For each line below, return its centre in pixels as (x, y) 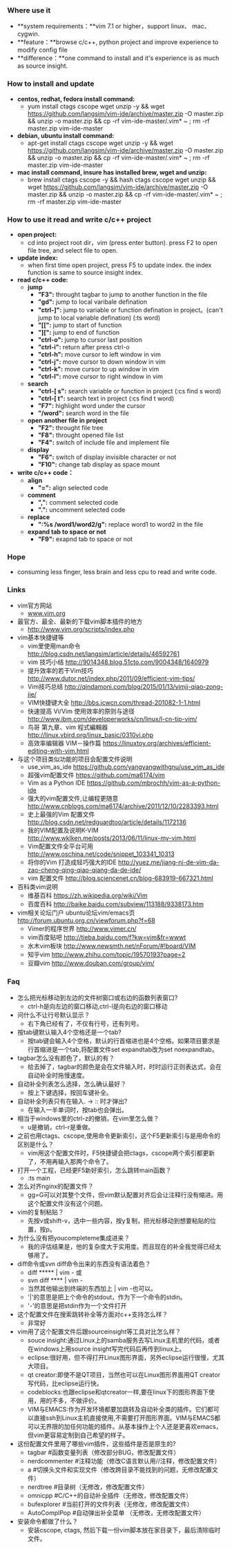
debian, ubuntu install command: (66, 135)
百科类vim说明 (38, 887)
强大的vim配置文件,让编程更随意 (73, 799)
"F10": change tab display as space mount (99, 464)
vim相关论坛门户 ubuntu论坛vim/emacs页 (76, 913)
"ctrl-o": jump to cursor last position (90, 340)
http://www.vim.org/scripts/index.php (81, 630)
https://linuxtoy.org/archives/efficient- (157, 743)
